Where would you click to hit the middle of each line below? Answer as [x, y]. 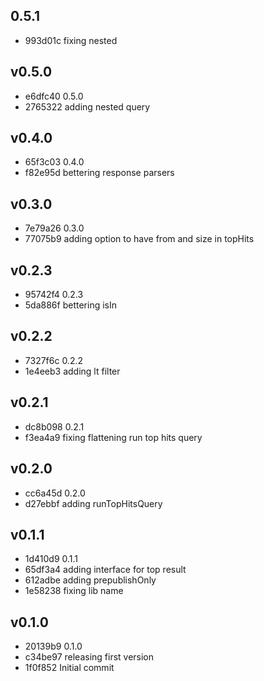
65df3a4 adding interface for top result [105, 570]
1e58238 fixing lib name [74, 591]
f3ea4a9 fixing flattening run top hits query [113, 437]
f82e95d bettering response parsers [99, 173]
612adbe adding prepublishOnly [90, 580]
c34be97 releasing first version [89, 657]
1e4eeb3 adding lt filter [72, 371]
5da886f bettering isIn [70, 305]
